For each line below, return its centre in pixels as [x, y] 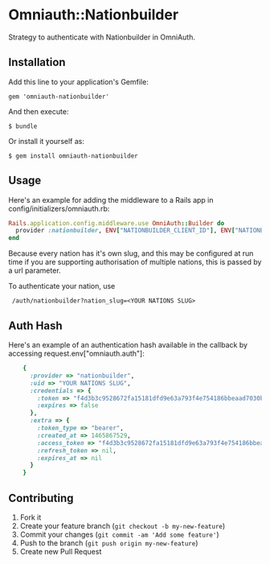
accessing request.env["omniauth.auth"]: [76, 353]
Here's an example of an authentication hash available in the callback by [128, 345]
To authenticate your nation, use [62, 286]
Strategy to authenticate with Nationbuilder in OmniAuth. [102, 37]
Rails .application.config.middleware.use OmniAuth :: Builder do [117, 223]
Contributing [41, 498]
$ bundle [23, 126]
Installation [37, 62]
